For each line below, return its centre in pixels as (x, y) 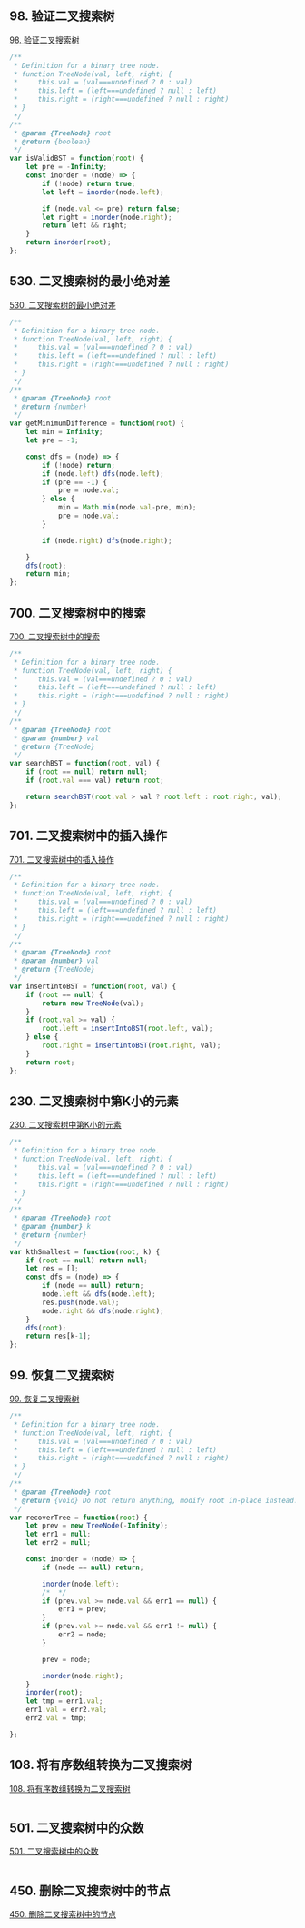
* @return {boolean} (52, 142)
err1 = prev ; (82, 1609)
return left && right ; (85, 225)
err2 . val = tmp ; (57, 1718)
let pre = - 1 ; (52, 440)
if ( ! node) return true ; (89, 183)
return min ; (48, 574)
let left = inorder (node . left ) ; (103, 192)
